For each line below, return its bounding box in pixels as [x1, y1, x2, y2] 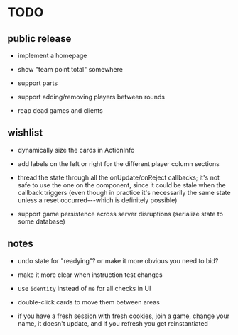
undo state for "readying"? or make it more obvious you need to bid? [17, 256, 219, 265]
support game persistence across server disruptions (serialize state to [17, 209, 224, 218]
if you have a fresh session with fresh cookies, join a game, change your [17, 312, 229, 320]
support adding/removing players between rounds [17, 93, 166, 101]
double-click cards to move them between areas [17, 297, 160, 306]
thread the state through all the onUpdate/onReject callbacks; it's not [17, 173, 220, 182]
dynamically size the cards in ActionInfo [17, 145, 135, 154]
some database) [17, 217, 65, 226]
